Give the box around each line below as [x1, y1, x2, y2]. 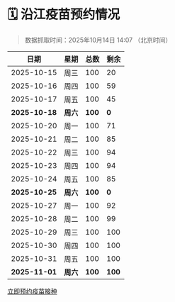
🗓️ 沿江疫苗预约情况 [7, 6, 120, 23]
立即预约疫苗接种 [7, 286, 57, 295]
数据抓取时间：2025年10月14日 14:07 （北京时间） [24, 35, 172, 44]
